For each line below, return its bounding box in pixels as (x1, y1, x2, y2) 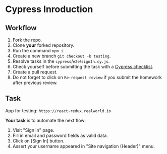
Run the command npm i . (12, 48, 65, 53)
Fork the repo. (12, 37, 42, 43)
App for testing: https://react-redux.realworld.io (5, 107, 112, 114)
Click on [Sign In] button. (12, 137, 65, 144)
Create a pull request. (12, 69, 58, 75)
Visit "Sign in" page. (12, 127, 54, 133)
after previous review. (12, 80, 58, 86)
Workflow (5, 24, 37, 32)
